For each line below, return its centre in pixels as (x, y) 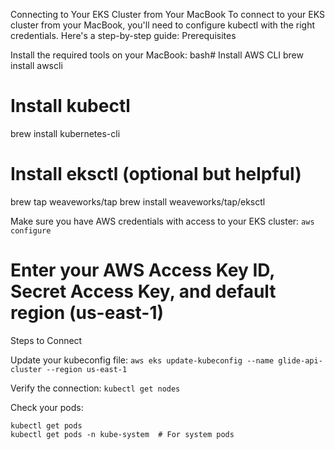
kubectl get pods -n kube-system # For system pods (122, 434)
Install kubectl (70, 106)
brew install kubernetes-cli (65, 133)
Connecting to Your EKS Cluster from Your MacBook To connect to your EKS (167, 14)
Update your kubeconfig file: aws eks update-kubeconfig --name (142, 360)
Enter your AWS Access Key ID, (142, 270)
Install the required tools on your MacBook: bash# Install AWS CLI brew (157, 55)
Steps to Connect (46, 340)
